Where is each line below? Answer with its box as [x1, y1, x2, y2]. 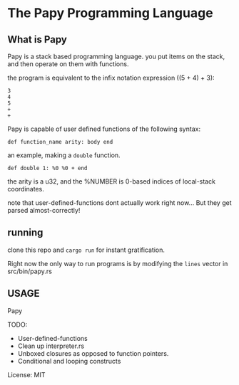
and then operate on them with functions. [7, 60, 129, 68]
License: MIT [7, 370, 46, 379]
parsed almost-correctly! [7, 206, 81, 214]
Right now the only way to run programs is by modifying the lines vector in [7, 259, 228, 268]
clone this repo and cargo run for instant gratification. [7, 246, 166, 254]
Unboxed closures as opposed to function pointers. [17, 349, 169, 357]
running [7, 226, 44, 239]
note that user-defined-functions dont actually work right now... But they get [7, 199, 232, 207]
